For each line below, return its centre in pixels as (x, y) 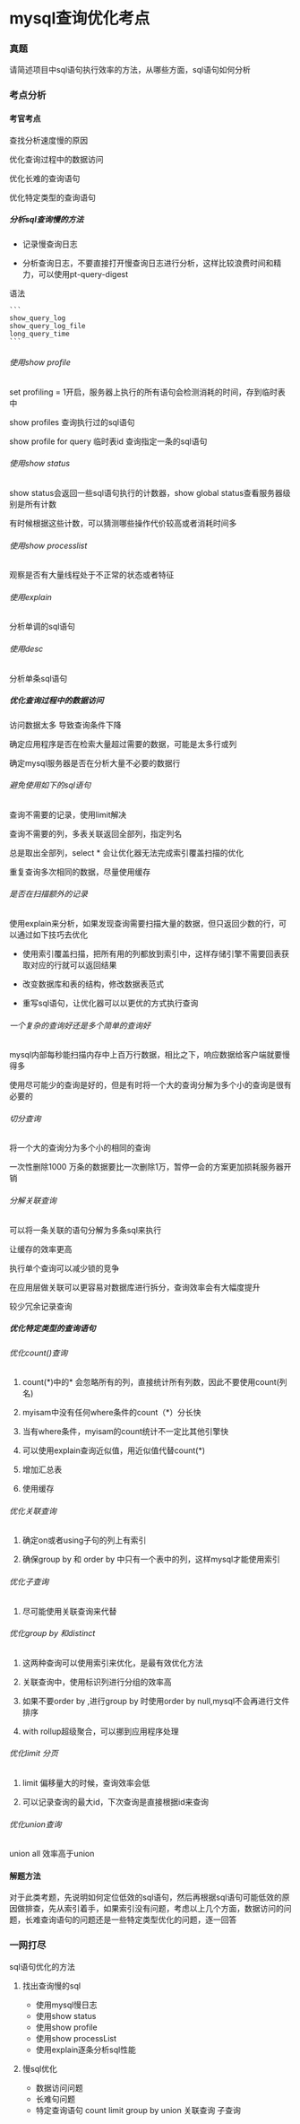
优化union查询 (35, 1824)
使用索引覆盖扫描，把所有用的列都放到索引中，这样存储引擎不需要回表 (152, 953)
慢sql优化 (40, 2068)
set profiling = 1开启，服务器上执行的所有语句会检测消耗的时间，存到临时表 (148, 392)
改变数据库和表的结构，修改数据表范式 (93, 984)
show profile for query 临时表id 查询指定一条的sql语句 (108, 441)
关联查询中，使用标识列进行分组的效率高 (97, 1682)
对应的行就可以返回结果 (73, 964)
